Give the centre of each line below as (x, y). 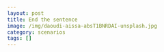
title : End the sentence (42, 20)
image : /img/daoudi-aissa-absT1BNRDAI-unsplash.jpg (82, 26)
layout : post (26, 13)
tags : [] (19, 38)
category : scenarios (37, 32)
